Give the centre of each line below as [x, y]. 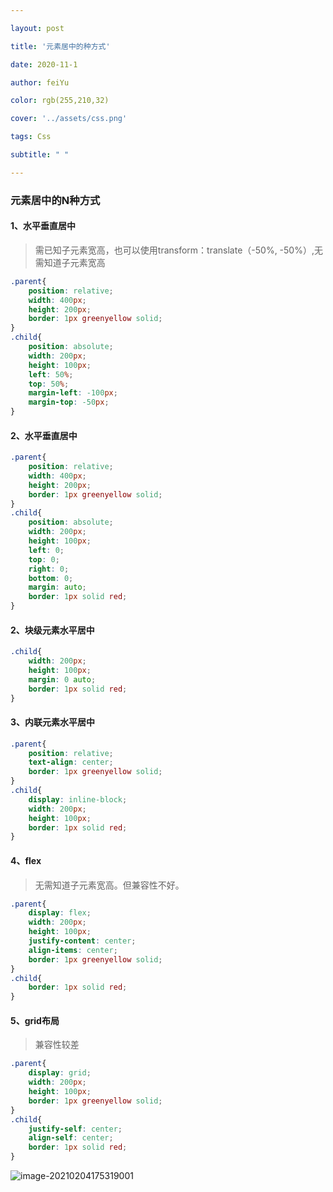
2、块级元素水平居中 [52, 630]
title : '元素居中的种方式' [60, 46]
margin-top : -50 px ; [69, 402]
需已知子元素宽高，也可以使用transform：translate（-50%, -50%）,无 [178, 250]
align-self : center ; [71, 1138]
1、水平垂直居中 [43, 226]
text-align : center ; [71, 762]
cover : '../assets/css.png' [69, 119]
